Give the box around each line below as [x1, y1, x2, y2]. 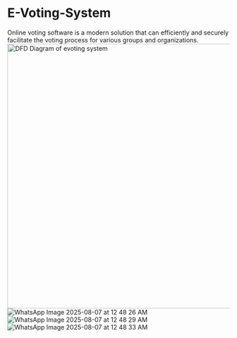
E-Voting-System [7, 5, 111, 21]
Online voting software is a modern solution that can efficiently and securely [7, 28, 229, 37]
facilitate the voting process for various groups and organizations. [7, 35, 199, 44]
